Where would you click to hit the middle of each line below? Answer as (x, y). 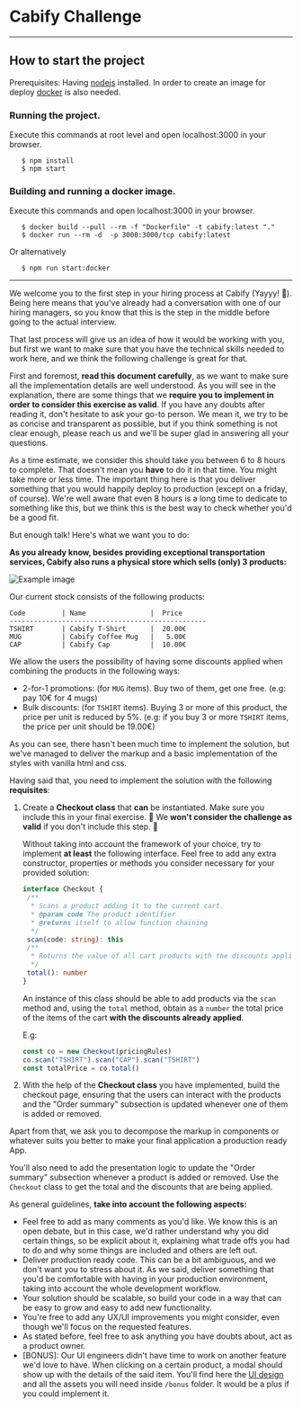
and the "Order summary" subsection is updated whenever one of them (155, 1104)
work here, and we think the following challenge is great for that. (129, 359)
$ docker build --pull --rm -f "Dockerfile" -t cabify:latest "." (148, 227)
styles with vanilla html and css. (68, 763)
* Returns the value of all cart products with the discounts (150, 956)
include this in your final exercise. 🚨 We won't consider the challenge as (157, 817)
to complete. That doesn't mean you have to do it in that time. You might (143, 470)
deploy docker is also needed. (65, 92)
